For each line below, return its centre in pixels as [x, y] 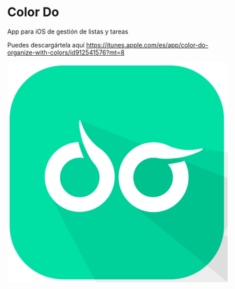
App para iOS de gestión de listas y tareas [68, 31]
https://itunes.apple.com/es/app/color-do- [147, 45]
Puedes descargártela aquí [46, 45]
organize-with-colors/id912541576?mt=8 [66, 52]
